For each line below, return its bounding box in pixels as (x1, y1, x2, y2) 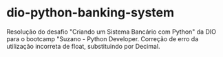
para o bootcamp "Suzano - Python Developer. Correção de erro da (6, 34, 199, 43)
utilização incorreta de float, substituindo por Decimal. (6, 42, 160, 50)
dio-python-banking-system (6, 5, 175, 21)
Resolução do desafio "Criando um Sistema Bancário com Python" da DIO (6, 27, 216, 36)
